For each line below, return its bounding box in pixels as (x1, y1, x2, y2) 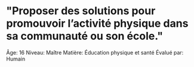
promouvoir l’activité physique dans (6, 17, 189, 30)
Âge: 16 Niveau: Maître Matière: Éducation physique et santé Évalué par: (6, 49, 184, 56)
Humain (6, 55, 26, 62)
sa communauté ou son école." (6, 30, 163, 43)
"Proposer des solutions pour (6, 4, 156, 18)
